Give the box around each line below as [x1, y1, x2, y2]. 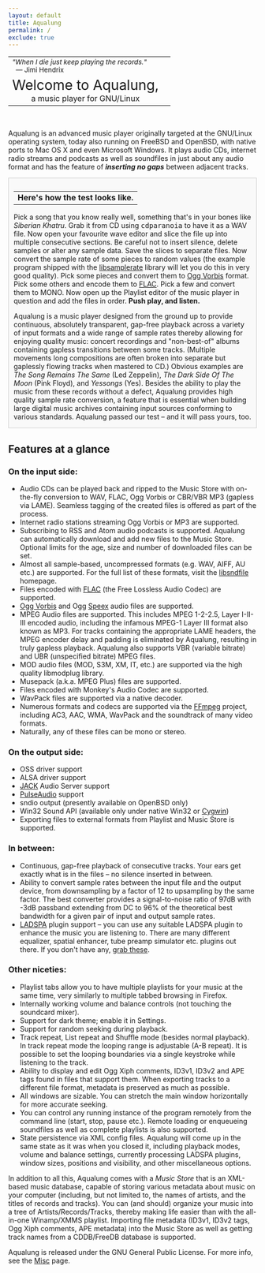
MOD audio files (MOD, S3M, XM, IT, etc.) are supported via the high [19, 659, 243, 669]
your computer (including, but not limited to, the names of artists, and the [8, 1190, 246, 1200]
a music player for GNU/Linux [31, 93, 140, 104]
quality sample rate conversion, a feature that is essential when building [13, 395, 247, 405]
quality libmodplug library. [19, 668, 105, 678]
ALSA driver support [19, 773, 87, 782]
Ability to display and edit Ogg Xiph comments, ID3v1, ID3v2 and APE [19, 1066, 244, 1075]
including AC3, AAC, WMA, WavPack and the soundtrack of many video [19, 710, 253, 719]
